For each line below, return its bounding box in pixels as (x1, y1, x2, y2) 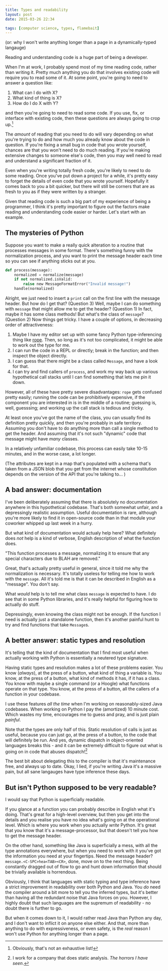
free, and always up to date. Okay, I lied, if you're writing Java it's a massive (5, 763, 161, 769)
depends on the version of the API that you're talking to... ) (5, 471, 126, 477)
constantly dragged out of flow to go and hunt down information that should (5, 863, 161, 870)
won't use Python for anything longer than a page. (5, 931, 109, 937)
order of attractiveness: (5, 322, 54, 328)
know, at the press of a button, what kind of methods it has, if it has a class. (5, 675, 161, 681)
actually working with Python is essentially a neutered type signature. (5, 654, 148, 660)
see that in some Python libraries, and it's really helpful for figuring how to (5, 596, 158, 602)
